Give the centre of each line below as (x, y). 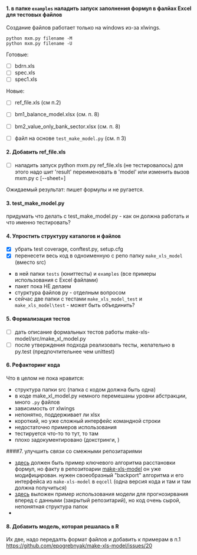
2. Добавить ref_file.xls (36, 152)
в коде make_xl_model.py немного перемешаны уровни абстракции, (101, 396)
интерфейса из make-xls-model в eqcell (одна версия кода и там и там (103, 481)
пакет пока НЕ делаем (43, 286)
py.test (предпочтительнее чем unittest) (65, 351)
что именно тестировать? (38, 223)
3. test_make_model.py (35, 203)
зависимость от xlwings (45, 408)
